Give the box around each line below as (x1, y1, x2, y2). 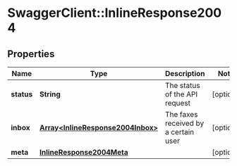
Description (164, 69, 206, 78)
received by (164, 118, 205, 128)
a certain (164, 127, 195, 136)
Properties (7, 48, 55, 60)
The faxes (164, 110, 198, 119)
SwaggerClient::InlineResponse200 (7, 5, 222, 21)
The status (164, 81, 200, 90)
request (164, 98, 190, 108)
